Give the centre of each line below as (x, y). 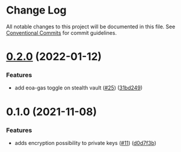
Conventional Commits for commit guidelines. (61, 32)
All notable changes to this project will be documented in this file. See (91, 27)
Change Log (36, 10)
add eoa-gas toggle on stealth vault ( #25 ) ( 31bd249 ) (78, 88)
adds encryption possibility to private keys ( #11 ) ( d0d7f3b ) (85, 143)
